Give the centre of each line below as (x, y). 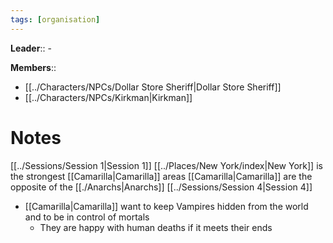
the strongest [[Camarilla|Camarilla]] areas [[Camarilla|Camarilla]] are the (161, 176)
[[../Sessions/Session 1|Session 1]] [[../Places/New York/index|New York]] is (166, 165)
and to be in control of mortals (87, 217)
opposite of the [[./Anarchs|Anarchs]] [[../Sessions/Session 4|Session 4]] (161, 187)
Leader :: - (31, 48)
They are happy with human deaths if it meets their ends (156, 227)
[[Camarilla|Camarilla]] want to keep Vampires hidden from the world (166, 206)
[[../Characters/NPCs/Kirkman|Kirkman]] (108, 97)
